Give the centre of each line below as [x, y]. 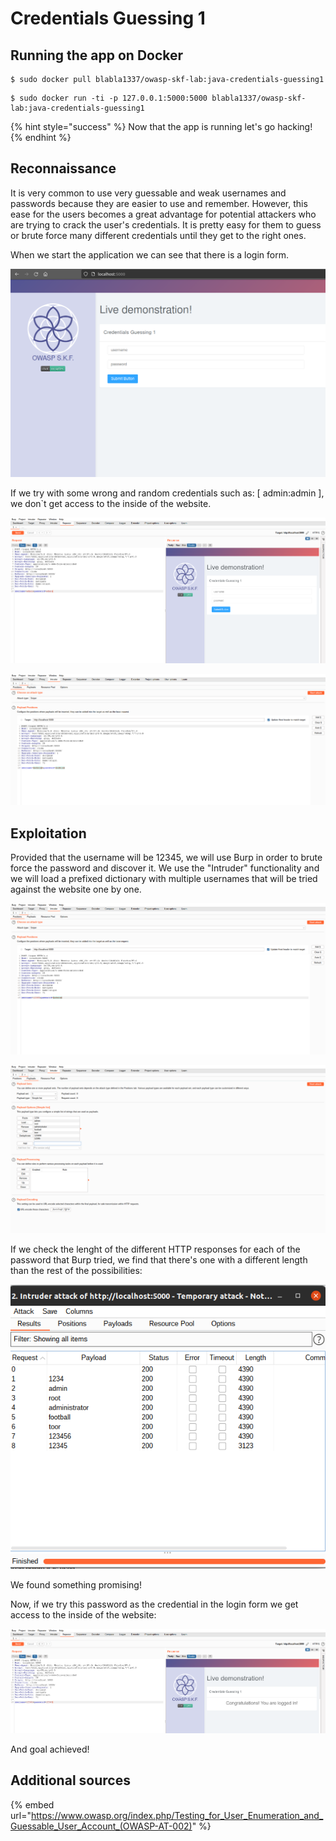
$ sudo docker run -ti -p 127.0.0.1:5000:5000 [109, 98]
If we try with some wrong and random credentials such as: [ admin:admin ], [167, 493]
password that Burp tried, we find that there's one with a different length [159, 1260]
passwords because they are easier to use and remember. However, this [159, 203]
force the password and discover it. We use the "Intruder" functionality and [165, 868]
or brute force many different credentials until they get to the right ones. [158, 235]
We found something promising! [76, 1585]
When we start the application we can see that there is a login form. [149, 254]
